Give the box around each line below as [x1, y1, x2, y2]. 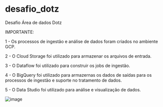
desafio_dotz [5, 3, 60, 15]
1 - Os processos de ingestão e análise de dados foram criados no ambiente [5, 38, 158, 44]
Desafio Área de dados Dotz [5, 20, 62, 25]
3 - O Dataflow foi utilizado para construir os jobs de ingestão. [5, 63, 130, 68]
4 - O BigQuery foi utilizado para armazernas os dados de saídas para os [5, 72, 152, 78]
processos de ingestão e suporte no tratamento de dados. [5, 77, 122, 83]
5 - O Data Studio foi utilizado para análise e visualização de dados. [5, 86, 141, 92]
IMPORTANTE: [5, 29, 34, 35]
